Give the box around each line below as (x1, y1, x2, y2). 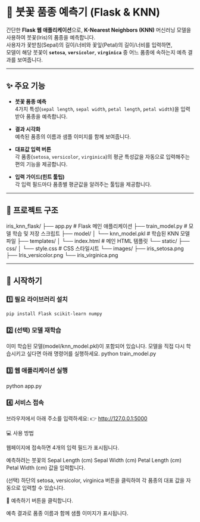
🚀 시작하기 (6, 276, 43, 286)
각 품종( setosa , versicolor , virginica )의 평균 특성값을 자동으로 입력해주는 (14, 153, 190, 160)
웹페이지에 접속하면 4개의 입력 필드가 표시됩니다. (6, 444, 120, 451)
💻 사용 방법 (6, 430, 34, 437)
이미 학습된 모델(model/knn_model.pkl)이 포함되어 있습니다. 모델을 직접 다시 (6, 342, 185, 350)
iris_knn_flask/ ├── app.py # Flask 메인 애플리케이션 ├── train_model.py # (6, 222, 187, 230)
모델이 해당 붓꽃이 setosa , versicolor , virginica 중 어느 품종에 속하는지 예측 (6, 48, 187, 55)
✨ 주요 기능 (6, 81, 46, 91)
